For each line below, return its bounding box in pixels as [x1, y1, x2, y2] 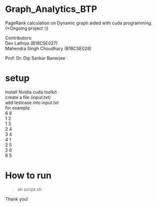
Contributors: [5, 35, 32, 41]
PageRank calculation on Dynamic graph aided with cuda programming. [5, 20, 153, 26]
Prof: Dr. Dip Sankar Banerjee [5, 55, 66, 61]
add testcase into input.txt [5, 100, 59, 105]
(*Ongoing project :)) [5, 25, 49, 31]
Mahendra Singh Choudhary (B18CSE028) [5, 45, 92, 51]
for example [5, 104, 30, 110]
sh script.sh [17, 186, 42, 192]
